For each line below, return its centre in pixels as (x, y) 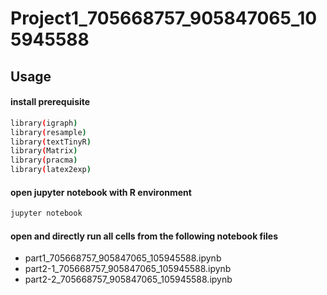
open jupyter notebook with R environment (101, 192)
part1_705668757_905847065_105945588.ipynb (123, 258)
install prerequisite (50, 102)
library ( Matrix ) (44, 151)
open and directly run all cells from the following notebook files (144, 236)
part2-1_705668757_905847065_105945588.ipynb (128, 269)
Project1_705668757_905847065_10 (164, 18)
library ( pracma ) (44, 160)
